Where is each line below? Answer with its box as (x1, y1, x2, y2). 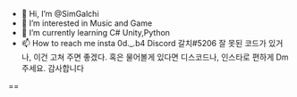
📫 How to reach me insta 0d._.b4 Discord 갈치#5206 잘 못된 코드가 (21, 38, 267, 48)
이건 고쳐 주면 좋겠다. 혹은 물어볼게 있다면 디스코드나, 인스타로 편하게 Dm (33, 52, 289, 62)
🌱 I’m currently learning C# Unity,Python (21, 28, 171, 37)
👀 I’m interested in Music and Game (21, 18, 153, 28)
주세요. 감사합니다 (21, 63, 84, 73)
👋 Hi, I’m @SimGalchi (21, 9, 99, 19)
